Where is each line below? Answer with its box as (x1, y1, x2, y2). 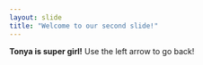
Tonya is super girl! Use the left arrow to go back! (9, 45, 195, 56)
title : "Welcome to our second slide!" (9, 21, 159, 30)
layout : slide (9, 12, 63, 22)
